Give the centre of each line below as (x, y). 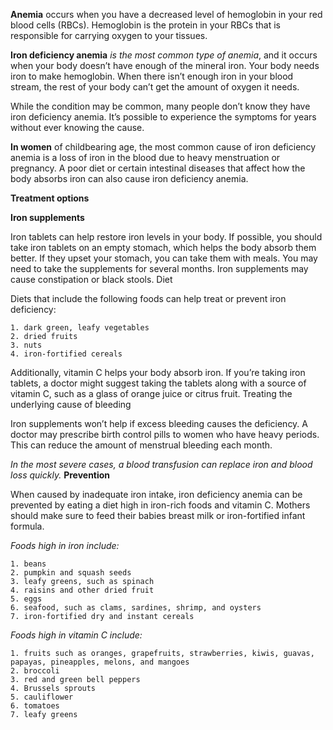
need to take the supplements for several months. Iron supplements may (159, 268)
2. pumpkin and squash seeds (71, 573)
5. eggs (26, 599)
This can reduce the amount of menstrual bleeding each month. (141, 445)
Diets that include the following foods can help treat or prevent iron (148, 298)
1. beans (28, 564)
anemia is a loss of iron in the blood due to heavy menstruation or (145, 157)
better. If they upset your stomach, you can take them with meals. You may (164, 258)
